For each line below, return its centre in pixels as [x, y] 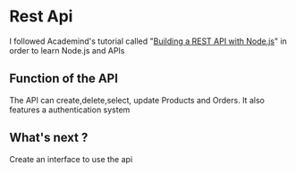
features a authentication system [70, 110]
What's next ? [49, 138]
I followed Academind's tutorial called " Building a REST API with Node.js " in [148, 41]
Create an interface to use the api [71, 159]
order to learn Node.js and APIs [67, 50]
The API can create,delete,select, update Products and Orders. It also [137, 100]
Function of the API [64, 79]
